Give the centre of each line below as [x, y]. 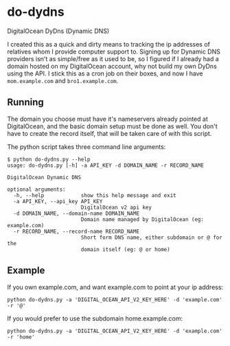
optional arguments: [37, 189]
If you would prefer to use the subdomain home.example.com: [95, 318]
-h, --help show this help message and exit [95, 195]
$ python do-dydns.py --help [49, 159]
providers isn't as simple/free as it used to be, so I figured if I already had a [113, 58]
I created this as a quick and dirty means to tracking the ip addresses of [109, 44]
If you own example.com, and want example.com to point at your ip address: [115, 287]
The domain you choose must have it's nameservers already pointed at [107, 119]
